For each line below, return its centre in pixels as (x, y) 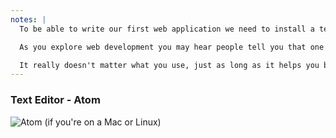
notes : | (28, 19)
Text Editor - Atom (55, 100)
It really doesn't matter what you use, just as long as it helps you (169, 65)
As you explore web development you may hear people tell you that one (172, 47)
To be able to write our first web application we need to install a (167, 29)
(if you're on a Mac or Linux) (103, 122)
